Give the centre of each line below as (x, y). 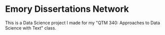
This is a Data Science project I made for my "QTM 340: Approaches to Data (82, 23)
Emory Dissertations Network (67, 9)
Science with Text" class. (31, 28)
